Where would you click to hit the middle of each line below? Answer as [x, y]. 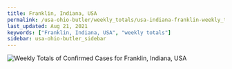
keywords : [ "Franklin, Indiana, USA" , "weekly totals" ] [89, 32]
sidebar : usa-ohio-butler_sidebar [57, 39]
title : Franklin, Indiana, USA [52, 13]
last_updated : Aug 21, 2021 [48, 26]
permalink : [23, 20]
